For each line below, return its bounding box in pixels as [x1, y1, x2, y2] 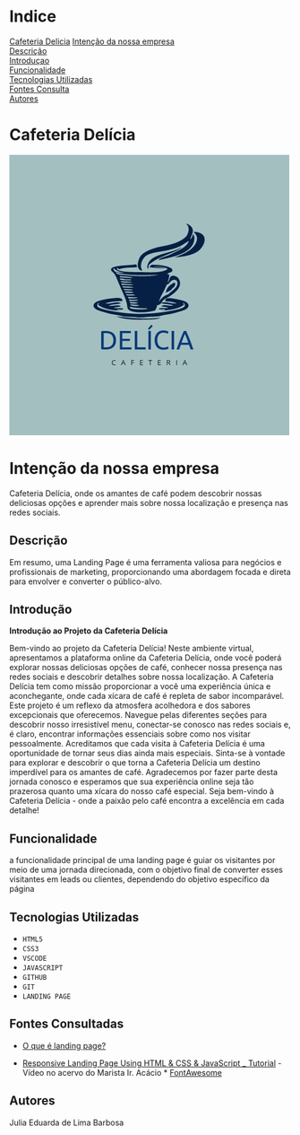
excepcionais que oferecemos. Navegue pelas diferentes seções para [9, 710, 267, 720]
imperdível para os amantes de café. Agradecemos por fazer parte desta [9, 767, 278, 778]
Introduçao [9, 55, 50, 65]
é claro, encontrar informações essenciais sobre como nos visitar [9, 729, 251, 739]
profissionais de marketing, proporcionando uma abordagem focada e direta [9, 566, 291, 577]
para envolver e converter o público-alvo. [9, 576, 163, 587]
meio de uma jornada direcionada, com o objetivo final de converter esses [9, 864, 284, 876]
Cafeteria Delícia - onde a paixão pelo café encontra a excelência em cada [9, 796, 285, 807]
